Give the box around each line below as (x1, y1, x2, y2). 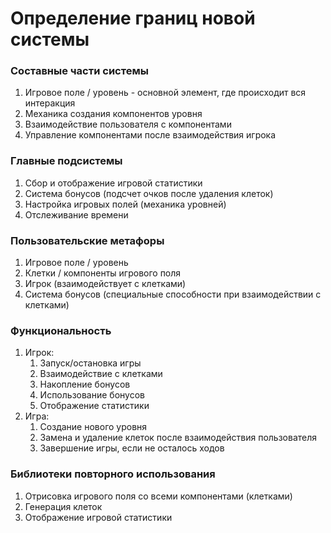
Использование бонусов (39, 389, 145, 401)
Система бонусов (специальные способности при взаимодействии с (24, 288, 322, 301)
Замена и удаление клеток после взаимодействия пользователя (39, 432, 318, 444)
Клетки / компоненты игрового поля (24, 267, 182, 279)
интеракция (24, 97, 76, 109)
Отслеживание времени (24, 208, 129, 221)
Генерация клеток (24, 500, 103, 512)
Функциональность (10, 324, 112, 337)
